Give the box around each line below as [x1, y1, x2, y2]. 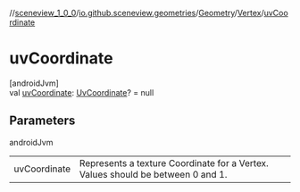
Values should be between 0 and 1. [79, 168, 228, 180]
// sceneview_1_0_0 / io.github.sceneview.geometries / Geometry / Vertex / [9, 8, 265, 18]
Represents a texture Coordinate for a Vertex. [79, 156, 270, 169]
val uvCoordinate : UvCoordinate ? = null [9, 87, 154, 97]
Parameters [9, 113, 76, 129]
